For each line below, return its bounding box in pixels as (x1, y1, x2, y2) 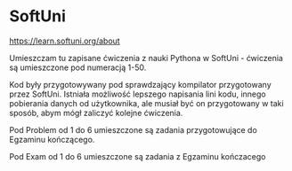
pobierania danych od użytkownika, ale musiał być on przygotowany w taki (9, 97, 284, 108)
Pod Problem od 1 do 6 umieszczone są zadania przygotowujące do (9, 124, 258, 135)
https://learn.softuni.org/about (9, 35, 120, 46)
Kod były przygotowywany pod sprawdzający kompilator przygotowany (9, 79, 272, 89)
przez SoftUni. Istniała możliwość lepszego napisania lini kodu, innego (9, 89, 267, 99)
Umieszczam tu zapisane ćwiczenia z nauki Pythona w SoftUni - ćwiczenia (9, 52, 283, 63)
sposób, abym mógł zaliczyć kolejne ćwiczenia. (9, 107, 183, 118)
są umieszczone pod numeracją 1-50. (9, 62, 147, 73)
